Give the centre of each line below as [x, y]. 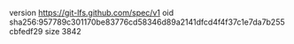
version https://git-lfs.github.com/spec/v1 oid [92, 13]
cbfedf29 [26, 31]
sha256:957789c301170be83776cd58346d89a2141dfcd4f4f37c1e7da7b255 [147, 22]
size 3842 [63, 31]
